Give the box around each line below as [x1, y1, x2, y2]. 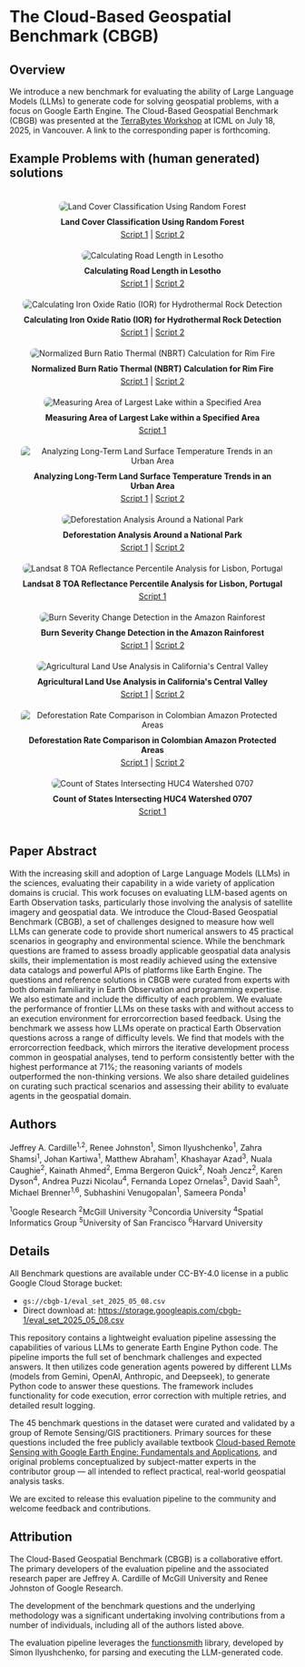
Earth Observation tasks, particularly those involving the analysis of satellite [9, 897, 293, 908]
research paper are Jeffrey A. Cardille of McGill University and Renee [9, 1572, 269, 1583]
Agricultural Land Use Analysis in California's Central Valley [36, 676, 268, 686]
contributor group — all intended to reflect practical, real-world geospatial [9, 1466, 286, 1477]
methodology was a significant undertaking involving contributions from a [9, 1610, 286, 1621]
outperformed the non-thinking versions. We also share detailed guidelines [9, 1071, 290, 1082]
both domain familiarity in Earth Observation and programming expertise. [9, 983, 283, 994]
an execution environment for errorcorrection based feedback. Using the [9, 1012, 281, 1023]
